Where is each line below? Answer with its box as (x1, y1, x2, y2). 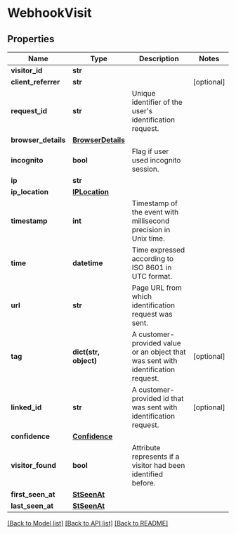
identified (131, 469, 164, 479)
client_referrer (11, 77, 60, 87)
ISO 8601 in (131, 262, 172, 272)
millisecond (131, 216, 170, 226)
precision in (131, 225, 171, 234)
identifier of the (131, 97, 183, 107)
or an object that (131, 347, 186, 357)
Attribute (131, 443, 161, 452)
